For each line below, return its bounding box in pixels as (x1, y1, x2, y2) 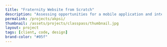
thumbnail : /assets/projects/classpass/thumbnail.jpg (5, 21, 119, 26)
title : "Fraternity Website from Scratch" (5, 7, 94, 12)
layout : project (5, 25, 39, 30)
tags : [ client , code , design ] (5, 30, 68, 35)
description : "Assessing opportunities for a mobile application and (5, 12, 153, 17)
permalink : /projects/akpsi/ (5, 16, 66, 21)
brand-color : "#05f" (5, 35, 48, 40)
